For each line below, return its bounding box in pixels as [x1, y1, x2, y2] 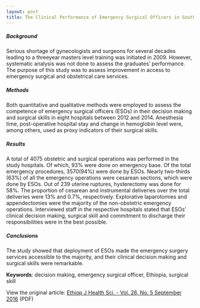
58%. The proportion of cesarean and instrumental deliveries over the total [6, 187, 190, 194]
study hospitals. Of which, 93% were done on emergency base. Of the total [6, 162, 192, 169]
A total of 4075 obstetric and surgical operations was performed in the [6, 155, 179, 162]
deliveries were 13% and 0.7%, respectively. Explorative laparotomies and [6, 193, 187, 200]
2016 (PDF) [6, 296, 34, 303]
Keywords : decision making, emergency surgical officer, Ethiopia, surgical [6, 271, 189, 278]
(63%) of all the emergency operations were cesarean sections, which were [6, 174, 192, 181]
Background [6, 33, 37, 40]
